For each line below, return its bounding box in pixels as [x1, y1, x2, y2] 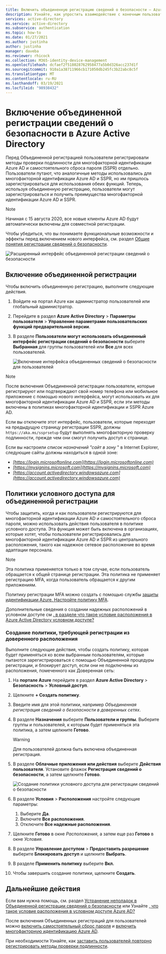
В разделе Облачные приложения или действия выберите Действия [12, 761, 161, 767]
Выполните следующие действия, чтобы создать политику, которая [5, 647, 149, 653]
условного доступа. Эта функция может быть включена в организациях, [5, 526, 159, 532]
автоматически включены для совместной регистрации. [5, 221, 126, 227]
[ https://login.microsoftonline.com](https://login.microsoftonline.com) [12, 459, 154, 465]
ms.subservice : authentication [5, 26, 70, 31]
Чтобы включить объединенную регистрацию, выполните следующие [5, 284, 154, 289]
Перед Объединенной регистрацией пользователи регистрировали [5, 154, 149, 161]
